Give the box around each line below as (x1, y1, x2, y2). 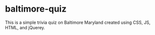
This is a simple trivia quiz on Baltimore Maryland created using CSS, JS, (5, 19, 151, 25)
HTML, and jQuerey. (5, 24, 45, 30)
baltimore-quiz (5, 3, 67, 15)
